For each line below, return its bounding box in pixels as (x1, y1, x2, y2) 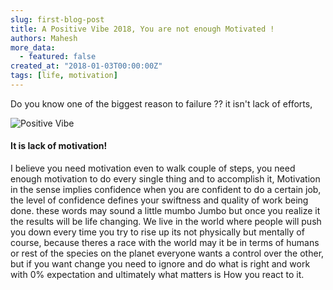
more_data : (10, 42, 56, 53)
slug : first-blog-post (10, 14, 105, 25)
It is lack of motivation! (10, 140, 108, 152)
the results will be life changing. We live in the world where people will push (10, 216, 322, 228)
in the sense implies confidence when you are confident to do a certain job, (10, 184, 322, 196)
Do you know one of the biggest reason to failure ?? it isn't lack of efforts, (10, 97, 313, 110)
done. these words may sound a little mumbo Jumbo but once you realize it (10, 205, 321, 217)
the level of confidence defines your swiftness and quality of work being (10, 194, 309, 206)
